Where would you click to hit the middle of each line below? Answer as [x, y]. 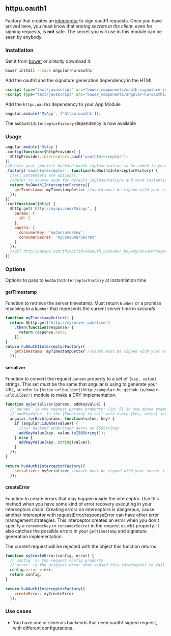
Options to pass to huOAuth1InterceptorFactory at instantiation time [76, 281]
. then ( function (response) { [44, 328]
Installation [20, 50]
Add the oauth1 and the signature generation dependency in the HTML [79, 80]
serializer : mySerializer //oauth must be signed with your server [87, 471]
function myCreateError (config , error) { [50, 555]
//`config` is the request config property [56, 561]
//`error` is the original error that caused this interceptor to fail [88, 565]
